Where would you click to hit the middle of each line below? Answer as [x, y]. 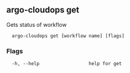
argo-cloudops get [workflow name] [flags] [68, 36]
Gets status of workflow [36, 24]
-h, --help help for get [67, 64]
